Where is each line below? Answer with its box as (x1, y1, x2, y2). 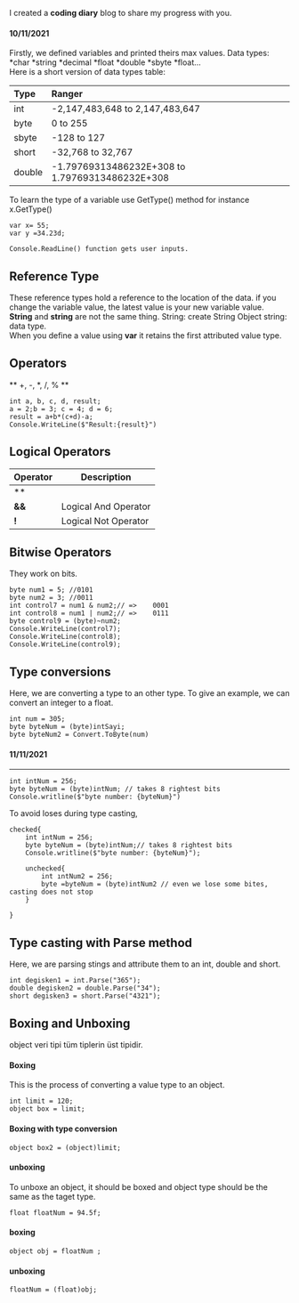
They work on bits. (9, 569, 78, 579)
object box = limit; (9, 1105, 86, 1113)
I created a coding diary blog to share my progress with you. (9, 8, 232, 18)
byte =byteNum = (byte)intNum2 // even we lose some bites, (41, 880, 269, 889)
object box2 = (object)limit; (9, 1143, 122, 1152)
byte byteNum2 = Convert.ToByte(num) (9, 730, 149, 740)
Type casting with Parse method (9, 935, 193, 951)
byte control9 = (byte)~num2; (9, 617, 122, 626)
